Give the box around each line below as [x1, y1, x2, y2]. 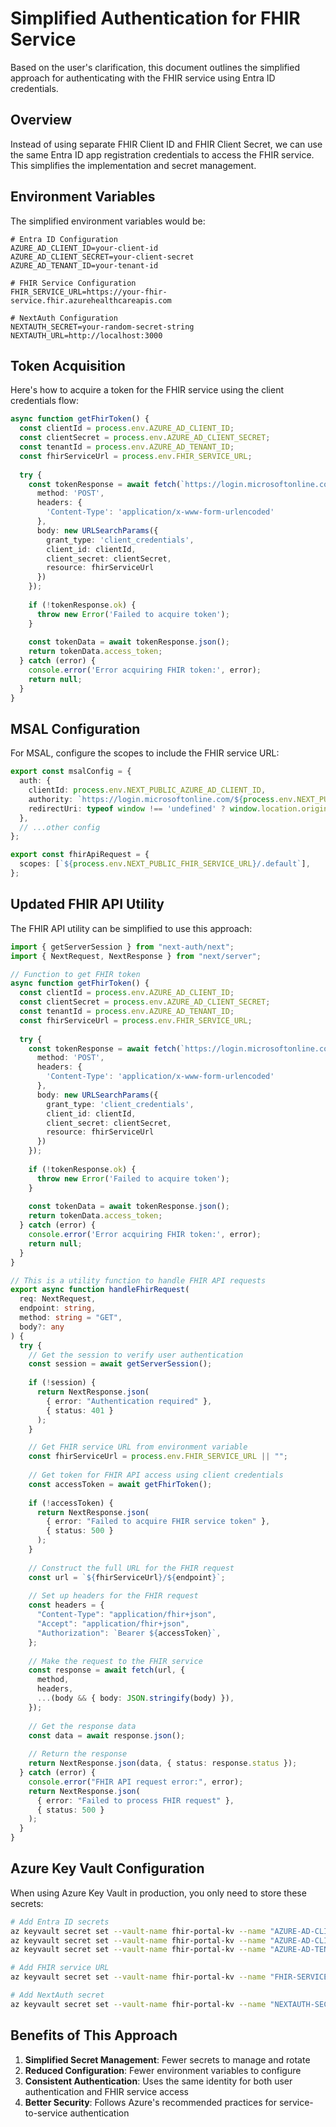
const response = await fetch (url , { [28, 1665, 186, 1676]
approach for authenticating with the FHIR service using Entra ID [10, 72, 276, 84]
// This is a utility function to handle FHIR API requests [10, 1275, 267, 1286]
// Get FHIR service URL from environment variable [28, 1442, 248, 1452]
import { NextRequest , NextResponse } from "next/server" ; [10, 951, 262, 961]
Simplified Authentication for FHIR [10, 7, 301, 30]
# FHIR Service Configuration [10, 278, 137, 288]
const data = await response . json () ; [28, 1730, 186, 1741]
